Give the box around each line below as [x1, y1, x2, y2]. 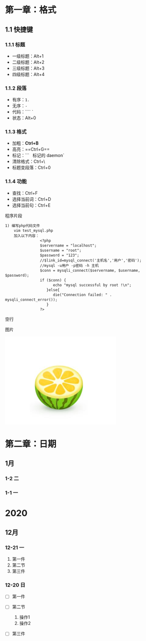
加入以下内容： [14, 233, 39, 238]
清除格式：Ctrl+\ [12, 159, 45, 165]
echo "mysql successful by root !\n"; [53, 283, 132, 287]
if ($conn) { [39, 278, 67, 283]
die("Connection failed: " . [53, 292, 112, 297]
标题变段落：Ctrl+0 [12, 165, 51, 170]
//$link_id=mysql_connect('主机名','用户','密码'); [39, 258, 142, 263]
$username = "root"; [39, 248, 82, 253]
